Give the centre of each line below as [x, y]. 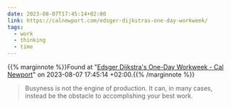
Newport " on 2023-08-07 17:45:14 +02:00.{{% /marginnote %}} [101, 74]
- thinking [30, 40]
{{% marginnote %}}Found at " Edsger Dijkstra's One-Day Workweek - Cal [116, 67]
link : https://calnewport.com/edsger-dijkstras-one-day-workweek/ [108, 21]
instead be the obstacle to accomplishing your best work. [109, 96]
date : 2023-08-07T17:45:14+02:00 [57, 14]
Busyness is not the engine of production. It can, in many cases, [119, 88]
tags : [15, 27]
